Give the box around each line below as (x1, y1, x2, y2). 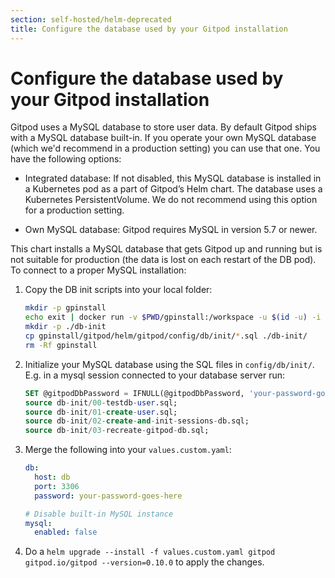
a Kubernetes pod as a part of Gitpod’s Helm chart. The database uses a (24, 183, 323, 195)
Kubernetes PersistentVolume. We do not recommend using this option (24, 194, 318, 206)
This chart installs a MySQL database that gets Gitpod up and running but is (10, 243, 323, 255)
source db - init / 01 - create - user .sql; (24, 407, 178, 417)
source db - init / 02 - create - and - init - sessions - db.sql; (24, 416, 250, 426)
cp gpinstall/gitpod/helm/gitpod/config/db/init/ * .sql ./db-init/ (24, 331, 308, 341)
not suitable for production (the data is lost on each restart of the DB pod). (10, 254, 317, 266)
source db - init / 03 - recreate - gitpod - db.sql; (24, 426, 210, 436)
